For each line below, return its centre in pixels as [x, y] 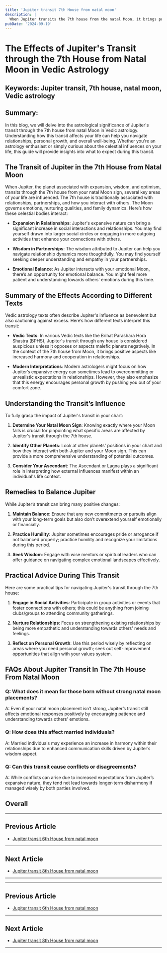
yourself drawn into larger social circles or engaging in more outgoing [84, 234]
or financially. [26, 524]
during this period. [31, 545]
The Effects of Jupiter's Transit [71, 48]
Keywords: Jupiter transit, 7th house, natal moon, [83, 88]
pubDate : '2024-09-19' [29, 24]
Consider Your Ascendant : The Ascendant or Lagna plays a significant [85, 466]
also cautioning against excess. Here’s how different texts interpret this [78, 321]
